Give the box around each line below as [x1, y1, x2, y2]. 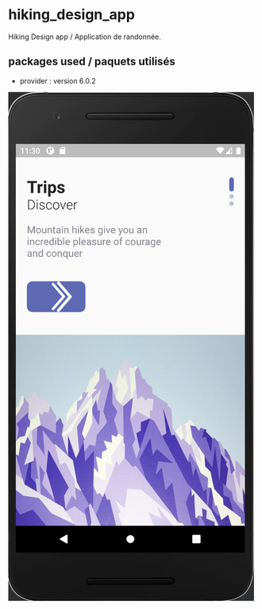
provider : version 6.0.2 [19, 76, 97, 85]
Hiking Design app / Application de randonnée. [8, 32, 161, 41]
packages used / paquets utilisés [8, 55, 176, 68]
